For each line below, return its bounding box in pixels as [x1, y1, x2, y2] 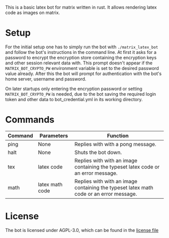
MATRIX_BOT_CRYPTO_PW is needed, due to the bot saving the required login [5, 91, 156, 97]
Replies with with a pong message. [74, 140, 157, 147]
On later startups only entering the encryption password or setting [5, 86, 142, 92]
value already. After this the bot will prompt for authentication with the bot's [5, 70, 162, 76]
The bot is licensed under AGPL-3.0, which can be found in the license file [5, 227, 159, 233]
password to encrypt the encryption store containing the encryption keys [5, 54, 157, 60]
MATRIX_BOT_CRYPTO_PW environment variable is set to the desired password [5, 65, 159, 71]
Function [107, 132, 129, 139]
